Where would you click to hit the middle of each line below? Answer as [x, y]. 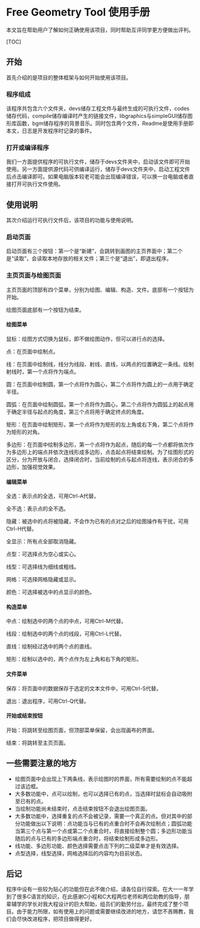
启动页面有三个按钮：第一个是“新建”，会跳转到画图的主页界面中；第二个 [95, 251]
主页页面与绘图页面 [34, 276]
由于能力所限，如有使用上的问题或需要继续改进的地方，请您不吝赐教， [102, 911]
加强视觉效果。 [40, 467]
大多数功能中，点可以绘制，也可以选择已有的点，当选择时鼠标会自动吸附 [103, 793]
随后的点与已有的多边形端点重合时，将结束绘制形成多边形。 [88, 838]
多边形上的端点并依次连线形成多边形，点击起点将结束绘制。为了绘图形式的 [102, 452]
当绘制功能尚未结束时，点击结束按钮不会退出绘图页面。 [82, 808]
